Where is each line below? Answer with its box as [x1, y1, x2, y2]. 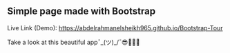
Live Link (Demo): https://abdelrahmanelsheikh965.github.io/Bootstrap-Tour [7, 23, 223, 32]
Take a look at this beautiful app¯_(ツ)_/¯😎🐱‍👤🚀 [7, 38, 140, 46]
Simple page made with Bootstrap [7, 6, 156, 17]
